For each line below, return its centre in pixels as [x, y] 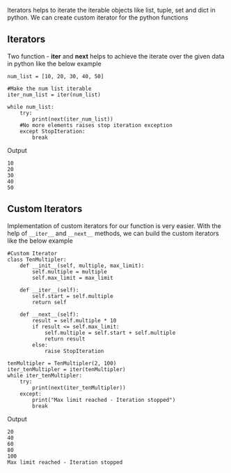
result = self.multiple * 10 [74, 320]
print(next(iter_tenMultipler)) [79, 388]
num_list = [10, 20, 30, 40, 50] [56, 76]
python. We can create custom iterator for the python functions [98, 17]
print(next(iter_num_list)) [73, 119]
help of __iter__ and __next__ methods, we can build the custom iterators [113, 233]
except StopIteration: [53, 131]
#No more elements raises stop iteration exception [96, 125]
